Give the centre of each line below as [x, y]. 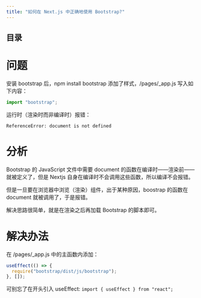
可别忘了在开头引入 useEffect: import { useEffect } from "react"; [90, 289]
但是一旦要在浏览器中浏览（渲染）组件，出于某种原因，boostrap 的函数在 [97, 189]
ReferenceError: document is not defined [59, 126]
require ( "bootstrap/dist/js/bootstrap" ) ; [64, 271]
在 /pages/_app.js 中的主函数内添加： [52, 254]
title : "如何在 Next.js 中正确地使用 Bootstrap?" [66, 12]
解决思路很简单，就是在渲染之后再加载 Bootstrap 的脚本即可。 [83, 210]
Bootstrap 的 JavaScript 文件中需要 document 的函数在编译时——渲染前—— [100, 169]
